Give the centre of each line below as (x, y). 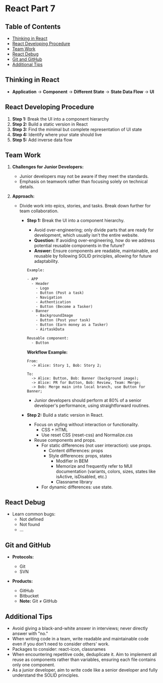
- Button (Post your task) (63, 320)
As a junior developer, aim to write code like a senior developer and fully (85, 670)
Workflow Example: (47, 352)
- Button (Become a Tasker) (64, 306)
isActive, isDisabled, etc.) (81, 477)
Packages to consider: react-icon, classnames (59, 649)
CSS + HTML (55, 430)
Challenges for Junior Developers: (48, 167)
